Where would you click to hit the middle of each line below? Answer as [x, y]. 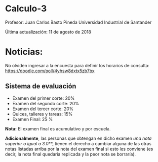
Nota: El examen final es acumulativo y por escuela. [58, 128]
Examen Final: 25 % [33, 119]
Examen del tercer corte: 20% [43, 109]
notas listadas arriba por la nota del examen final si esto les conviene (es [79, 149]
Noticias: [24, 52]
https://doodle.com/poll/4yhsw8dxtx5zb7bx [50, 71]
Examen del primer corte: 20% [43, 98]
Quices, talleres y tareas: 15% [42, 114]
